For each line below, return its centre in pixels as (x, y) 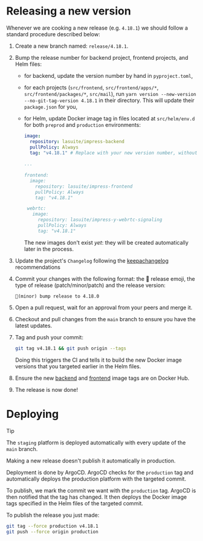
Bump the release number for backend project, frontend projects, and (101, 57)
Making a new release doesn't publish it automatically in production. (91, 461)
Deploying (33, 414)
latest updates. (34, 325)
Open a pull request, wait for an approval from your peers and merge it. (104, 307)
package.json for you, (51, 106)
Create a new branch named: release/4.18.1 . (72, 46)
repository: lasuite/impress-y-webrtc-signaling (100, 220)
